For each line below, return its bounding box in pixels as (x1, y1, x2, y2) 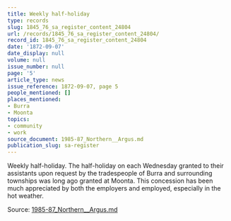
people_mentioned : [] (7, 89, 71, 96)
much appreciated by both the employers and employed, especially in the (7, 184, 221, 193)
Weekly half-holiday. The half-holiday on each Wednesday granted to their (7, 161, 224, 170)
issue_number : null (7, 63, 65, 70)
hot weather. (7, 192, 45, 200)
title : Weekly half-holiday (7, 10, 90, 18)
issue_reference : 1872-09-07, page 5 (7, 83, 119, 90)
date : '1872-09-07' (7, 43, 65, 50)
